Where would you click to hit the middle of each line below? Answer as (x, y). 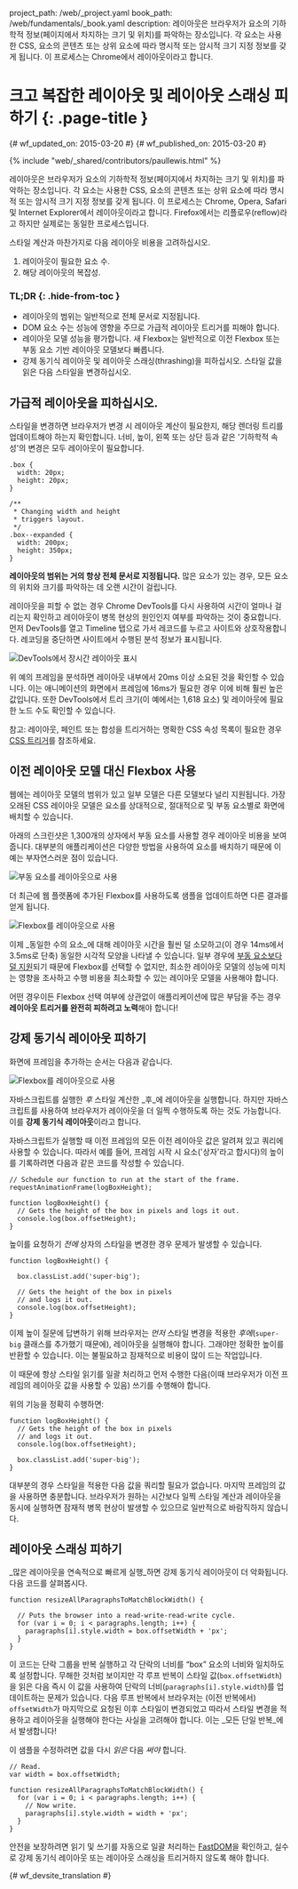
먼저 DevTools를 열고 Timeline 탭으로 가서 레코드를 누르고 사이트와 (125, 628)
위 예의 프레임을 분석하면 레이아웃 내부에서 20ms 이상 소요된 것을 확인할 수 (139, 677)
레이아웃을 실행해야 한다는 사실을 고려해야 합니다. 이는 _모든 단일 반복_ (154, 1720)
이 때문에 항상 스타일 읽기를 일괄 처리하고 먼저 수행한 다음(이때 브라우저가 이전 (144, 1374)
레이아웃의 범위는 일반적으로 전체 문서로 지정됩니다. (111, 317)
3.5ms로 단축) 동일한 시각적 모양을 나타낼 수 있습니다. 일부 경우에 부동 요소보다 (145, 955)
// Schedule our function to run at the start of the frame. (125, 1179)
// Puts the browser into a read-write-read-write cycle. (127, 1616)
